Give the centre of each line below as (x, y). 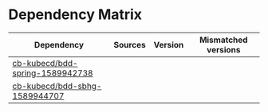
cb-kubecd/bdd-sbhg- (57, 86)
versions (224, 49)
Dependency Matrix (75, 15)
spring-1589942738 (53, 73)
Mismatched (224, 40)
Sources (130, 44)
